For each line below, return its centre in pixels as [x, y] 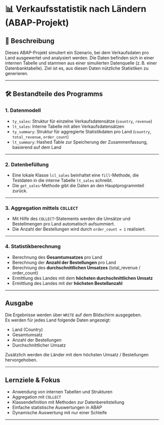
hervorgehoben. [21, 360]
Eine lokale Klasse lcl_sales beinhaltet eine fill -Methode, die [75, 175]
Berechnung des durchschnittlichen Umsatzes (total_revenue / [76, 268]
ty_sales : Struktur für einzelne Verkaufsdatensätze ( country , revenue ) [82, 121]
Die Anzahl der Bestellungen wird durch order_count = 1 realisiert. [79, 229]
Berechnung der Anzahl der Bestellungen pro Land [64, 262]
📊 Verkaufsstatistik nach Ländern [76, 9]
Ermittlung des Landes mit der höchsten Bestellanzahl [67, 283]
